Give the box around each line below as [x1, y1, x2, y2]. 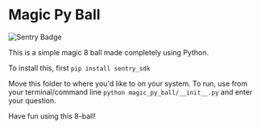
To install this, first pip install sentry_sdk [8, 62, 151, 73]
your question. [8, 95, 56, 105]
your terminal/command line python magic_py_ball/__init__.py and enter [8, 87, 253, 97]
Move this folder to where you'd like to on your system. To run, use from [8, 79, 248, 88]
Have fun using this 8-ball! [8, 111, 97, 121]
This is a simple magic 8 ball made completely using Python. [8, 47, 209, 57]
